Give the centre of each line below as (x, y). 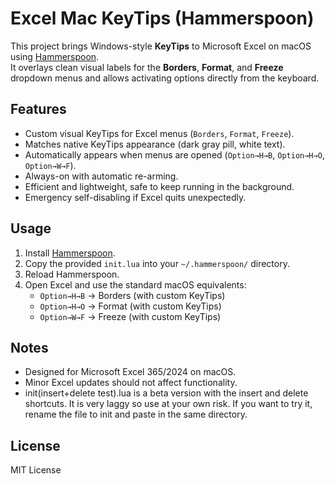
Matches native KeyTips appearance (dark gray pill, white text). (155, 144)
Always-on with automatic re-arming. (101, 176)
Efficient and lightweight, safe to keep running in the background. (159, 186)
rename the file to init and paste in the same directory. (136, 414)
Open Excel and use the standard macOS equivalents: (135, 284)
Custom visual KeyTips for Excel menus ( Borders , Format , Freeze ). (159, 133)
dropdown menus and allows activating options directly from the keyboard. (165, 78)
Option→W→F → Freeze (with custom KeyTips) (130, 316)
